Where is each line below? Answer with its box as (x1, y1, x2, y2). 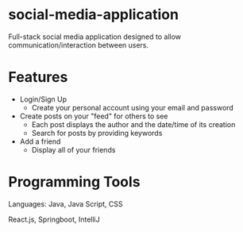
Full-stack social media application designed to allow (8, 32, 181, 41)
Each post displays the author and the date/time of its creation (31, 119, 236, 129)
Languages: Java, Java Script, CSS (8, 199, 123, 208)
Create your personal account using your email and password (31, 102, 234, 112)
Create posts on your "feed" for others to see (19, 111, 168, 121)
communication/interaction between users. (8, 40, 149, 49)
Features (8, 68, 68, 87)
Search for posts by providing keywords (31, 128, 163, 137)
